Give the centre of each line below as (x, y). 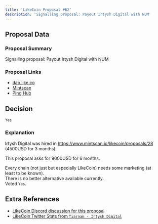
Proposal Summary (29, 48)
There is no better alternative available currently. (54, 178)
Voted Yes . (16, 183)
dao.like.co (23, 83)
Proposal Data (27, 34)
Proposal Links (23, 72)
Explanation (20, 133)
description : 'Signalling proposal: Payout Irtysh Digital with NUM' (78, 14)
